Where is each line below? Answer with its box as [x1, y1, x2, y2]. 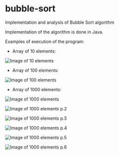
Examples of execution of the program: [5, 38, 84, 45]
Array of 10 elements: [12, 48, 56, 54]
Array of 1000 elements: [12, 86, 62, 92]
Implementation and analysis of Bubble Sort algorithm [5, 19, 115, 25]
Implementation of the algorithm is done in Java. [5, 29, 104, 35]
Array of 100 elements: [12, 67, 59, 73]
